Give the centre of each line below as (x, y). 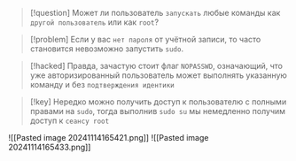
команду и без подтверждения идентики (102, 84)
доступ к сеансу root (70, 120)
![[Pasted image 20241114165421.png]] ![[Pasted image (109, 138)
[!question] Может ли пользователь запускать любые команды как (155, 13)
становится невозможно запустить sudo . (106, 49)
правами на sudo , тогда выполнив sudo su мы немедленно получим (157, 111)
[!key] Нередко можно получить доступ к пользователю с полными (158, 102)
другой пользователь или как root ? (94, 22)
